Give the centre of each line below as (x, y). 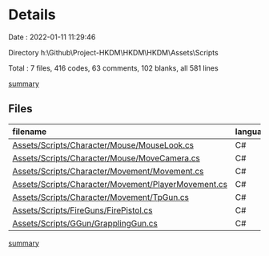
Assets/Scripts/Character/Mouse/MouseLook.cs (103, 144)
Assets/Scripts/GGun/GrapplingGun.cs (85, 223)
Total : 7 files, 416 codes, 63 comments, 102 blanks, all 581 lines (113, 68)
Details (32, 15)
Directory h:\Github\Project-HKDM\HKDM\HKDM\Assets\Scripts (113, 52)
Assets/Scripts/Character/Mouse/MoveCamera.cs (106, 158)
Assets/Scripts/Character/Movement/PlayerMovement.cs (120, 184)
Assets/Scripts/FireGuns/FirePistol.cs (82, 210)
